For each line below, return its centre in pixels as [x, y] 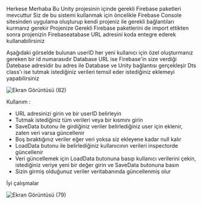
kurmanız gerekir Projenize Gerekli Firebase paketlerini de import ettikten [98, 28]
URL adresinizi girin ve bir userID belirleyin [68, 114]
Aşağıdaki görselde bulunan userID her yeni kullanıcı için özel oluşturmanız [100, 53]
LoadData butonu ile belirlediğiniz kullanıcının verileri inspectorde [96, 146]
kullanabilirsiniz [25, 41]
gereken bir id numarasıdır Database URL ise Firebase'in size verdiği [92, 59]
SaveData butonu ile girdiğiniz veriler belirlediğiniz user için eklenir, [99, 126]
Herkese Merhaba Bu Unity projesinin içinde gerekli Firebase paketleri [94, 9]
